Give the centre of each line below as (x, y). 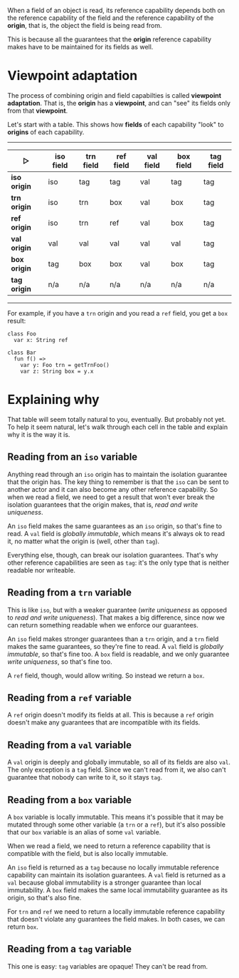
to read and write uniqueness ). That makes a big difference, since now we (116, 617)
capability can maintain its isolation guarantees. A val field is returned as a (117, 874)
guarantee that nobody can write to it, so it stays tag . (85, 777)
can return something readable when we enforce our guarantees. (103, 625)
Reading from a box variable (70, 800)
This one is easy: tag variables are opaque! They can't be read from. (108, 966)
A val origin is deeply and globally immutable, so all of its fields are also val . (119, 762)
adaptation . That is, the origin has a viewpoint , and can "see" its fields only (119, 103)
